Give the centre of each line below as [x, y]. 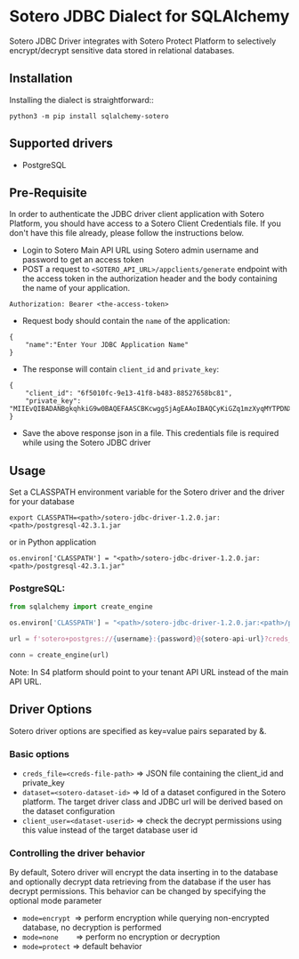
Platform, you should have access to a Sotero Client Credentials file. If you [145, 223]
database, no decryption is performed [92, 928]
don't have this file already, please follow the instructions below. [127, 233]
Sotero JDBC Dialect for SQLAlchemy [149, 16]
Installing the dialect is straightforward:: [81, 100]
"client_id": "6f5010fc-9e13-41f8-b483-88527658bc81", [129, 393]
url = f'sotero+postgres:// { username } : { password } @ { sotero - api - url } [137, 639]
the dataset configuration [69, 811]
